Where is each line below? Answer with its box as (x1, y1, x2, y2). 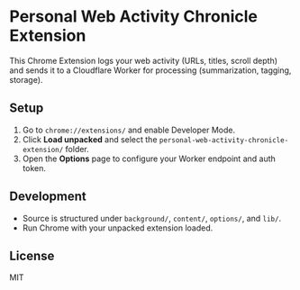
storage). (9, 74, 43, 85)
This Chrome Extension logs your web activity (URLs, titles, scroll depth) (9, 55, 277, 66)
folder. (65, 143, 90, 154)
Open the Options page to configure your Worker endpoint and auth (22, 153, 277, 164)
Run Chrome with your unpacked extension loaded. (22, 222, 214, 233)
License (9, 248, 55, 263)
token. (22, 162, 47, 173)
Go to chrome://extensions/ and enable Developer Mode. (22, 124, 236, 135)
